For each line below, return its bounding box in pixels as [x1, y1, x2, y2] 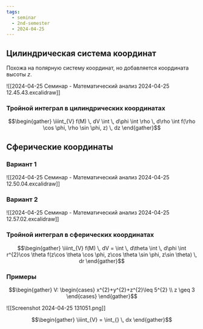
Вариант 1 [6, 160, 37, 168]
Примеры [6, 272, 37, 281]
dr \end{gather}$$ [78, 257, 125, 264]
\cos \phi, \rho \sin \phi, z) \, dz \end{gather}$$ [42, 124, 161, 131]
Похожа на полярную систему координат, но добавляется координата [6, 64, 189, 71]
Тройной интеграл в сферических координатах [6, 231, 155, 239]
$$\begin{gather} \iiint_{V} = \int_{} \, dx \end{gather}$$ [31, 316, 173, 323]
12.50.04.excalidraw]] [6, 180, 61, 188]
